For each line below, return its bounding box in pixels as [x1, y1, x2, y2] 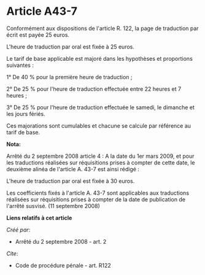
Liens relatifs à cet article [6, 214, 72, 222]
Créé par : [6, 226, 31, 233]
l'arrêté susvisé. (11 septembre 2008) [6, 202, 100, 209]
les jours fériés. [6, 110, 45, 117]
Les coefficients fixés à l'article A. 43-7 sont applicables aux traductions [6, 189, 189, 196]
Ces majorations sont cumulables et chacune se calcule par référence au [6, 122, 191, 130]
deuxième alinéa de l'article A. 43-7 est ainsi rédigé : [6, 165, 140, 172]
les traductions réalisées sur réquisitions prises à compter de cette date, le [6, 158, 195, 166]
